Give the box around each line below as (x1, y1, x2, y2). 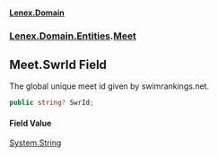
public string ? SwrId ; (9, 99, 94, 108)
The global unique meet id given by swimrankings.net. (9, 81, 209, 92)
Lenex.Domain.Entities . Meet (9, 30, 136, 42)
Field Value (9, 118, 52, 128)
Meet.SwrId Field (9, 57, 108, 72)
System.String (9, 137, 62, 148)
